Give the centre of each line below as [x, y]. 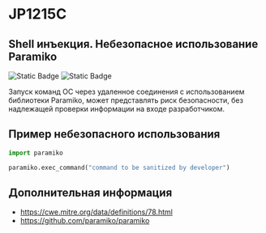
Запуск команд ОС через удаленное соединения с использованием [127, 91]
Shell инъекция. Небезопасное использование [133, 44]
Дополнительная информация [90, 192]
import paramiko [36, 153]
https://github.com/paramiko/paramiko [85, 221]
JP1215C [38, 14]
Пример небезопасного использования [114, 134]
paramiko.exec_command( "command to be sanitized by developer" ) [119, 167]
